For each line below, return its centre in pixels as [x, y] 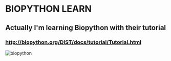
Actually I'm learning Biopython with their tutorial [86, 28]
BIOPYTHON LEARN [49, 9]
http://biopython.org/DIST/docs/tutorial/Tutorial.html [73, 42]
